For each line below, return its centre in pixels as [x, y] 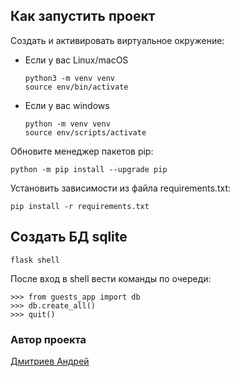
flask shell [35, 260]
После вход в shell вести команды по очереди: [111, 278]
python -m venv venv [67, 124]
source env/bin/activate [76, 87]
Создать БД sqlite [69, 237]
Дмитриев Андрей [50, 361]
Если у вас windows [67, 105]
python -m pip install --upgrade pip [89, 169]
